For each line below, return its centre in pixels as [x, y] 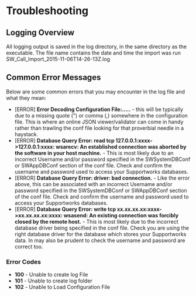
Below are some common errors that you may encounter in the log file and [96, 92]
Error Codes [23, 261]
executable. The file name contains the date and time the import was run [94, 53]
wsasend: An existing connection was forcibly [121, 215]
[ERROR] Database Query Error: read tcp [64, 140]
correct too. [29, 246]
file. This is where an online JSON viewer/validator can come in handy [99, 122]
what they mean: [26, 97]
